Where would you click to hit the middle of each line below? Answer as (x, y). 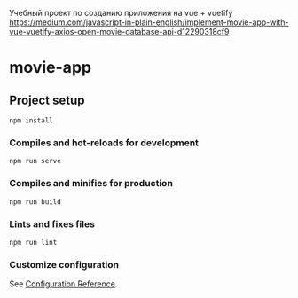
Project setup (47, 100)
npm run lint (33, 242)
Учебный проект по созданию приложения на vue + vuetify (121, 13)
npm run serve (35, 161)
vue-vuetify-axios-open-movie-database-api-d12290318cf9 (119, 31)
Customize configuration (64, 264)
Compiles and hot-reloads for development (104, 143)
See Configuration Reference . (63, 284)
